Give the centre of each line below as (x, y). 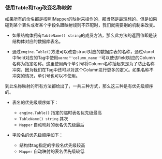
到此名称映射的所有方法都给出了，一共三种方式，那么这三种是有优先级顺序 (79, 86)
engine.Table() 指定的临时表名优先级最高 (60, 113)
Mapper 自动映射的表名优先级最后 (52, 125)
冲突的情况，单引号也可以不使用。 (46, 76)
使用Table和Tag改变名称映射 (38, 7)
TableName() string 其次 (44, 119)
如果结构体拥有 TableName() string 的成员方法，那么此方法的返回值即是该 (84, 35)
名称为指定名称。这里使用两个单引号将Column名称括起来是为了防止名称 (83, 64)
